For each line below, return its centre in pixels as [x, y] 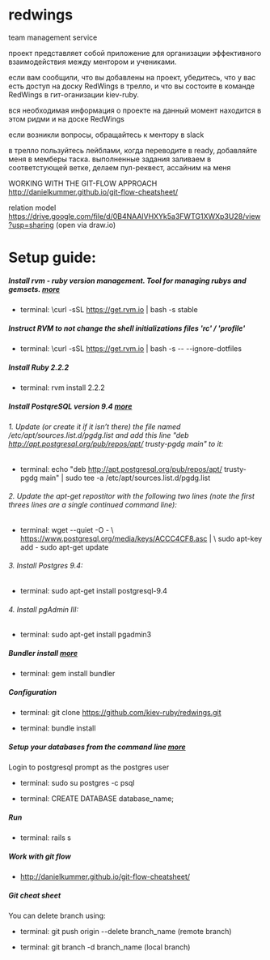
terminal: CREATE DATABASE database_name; [97, 799]
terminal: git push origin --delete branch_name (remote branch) [126, 932]
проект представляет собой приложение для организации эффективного [135, 53]
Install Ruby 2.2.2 [39, 367]
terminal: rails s [45, 838]
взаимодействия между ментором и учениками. [93, 62]
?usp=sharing [31, 225]
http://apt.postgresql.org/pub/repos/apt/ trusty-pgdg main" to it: [116, 444]
